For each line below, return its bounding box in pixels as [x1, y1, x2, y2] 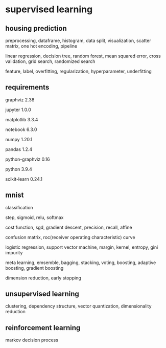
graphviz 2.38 [5, 96, 35, 103]
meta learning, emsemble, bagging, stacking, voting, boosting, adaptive [5, 259, 156, 266]
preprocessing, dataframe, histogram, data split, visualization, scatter [5, 37, 152, 43]
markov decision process [5, 337, 59, 343]
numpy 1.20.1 [5, 136, 33, 142]
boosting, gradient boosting [5, 265, 64, 271]
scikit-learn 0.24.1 [5, 176, 42, 182]
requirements [5, 83, 50, 92]
